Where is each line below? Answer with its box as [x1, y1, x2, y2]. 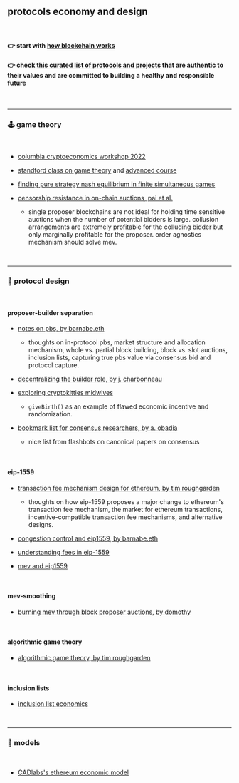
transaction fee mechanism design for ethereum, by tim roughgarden [17, 483, 221, 492]
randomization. [28, 410, 73, 419]
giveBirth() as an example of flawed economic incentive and [28, 402, 209, 411]
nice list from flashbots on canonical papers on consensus [28, 438, 200, 446]
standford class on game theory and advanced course [17, 165, 177, 174]
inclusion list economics [17, 700, 89, 708]
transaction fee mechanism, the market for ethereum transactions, [28, 505, 223, 513]
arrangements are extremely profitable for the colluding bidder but [28, 222, 223, 231]
